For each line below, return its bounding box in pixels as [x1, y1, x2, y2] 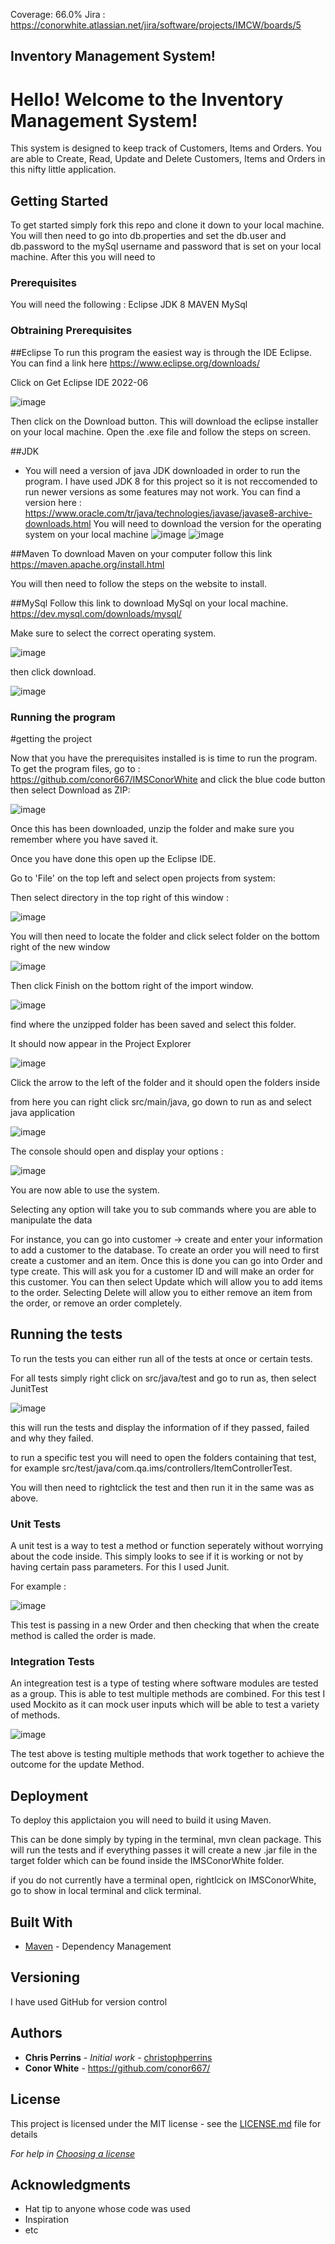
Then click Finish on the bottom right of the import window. [10, 980, 254, 992]
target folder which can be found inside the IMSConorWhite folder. [10, 1855, 285, 1867]
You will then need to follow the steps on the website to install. [10, 577, 268, 589]
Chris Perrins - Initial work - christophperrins [24, 2051, 213, 2063]
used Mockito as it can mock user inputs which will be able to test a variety [10, 1699, 320, 1711]
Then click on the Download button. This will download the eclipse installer [10, 415, 319, 427]
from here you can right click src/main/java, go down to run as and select [10, 1096, 312, 1108]
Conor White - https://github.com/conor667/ [24, 2062, 211, 2074]
